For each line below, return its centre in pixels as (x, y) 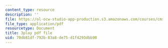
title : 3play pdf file (29, 33)
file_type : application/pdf (34, 24)
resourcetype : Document (30, 28)
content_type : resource (30, 10)
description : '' (22, 14)
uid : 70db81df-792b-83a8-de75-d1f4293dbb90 (51, 38)
